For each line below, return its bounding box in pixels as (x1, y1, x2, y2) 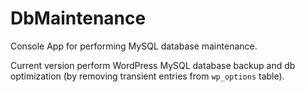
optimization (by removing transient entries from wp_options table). (10, 70, 285, 82)
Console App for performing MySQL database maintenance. (10, 40, 258, 52)
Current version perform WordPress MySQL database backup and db (10, 59, 296, 71)
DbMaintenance (10, 7, 147, 30)
